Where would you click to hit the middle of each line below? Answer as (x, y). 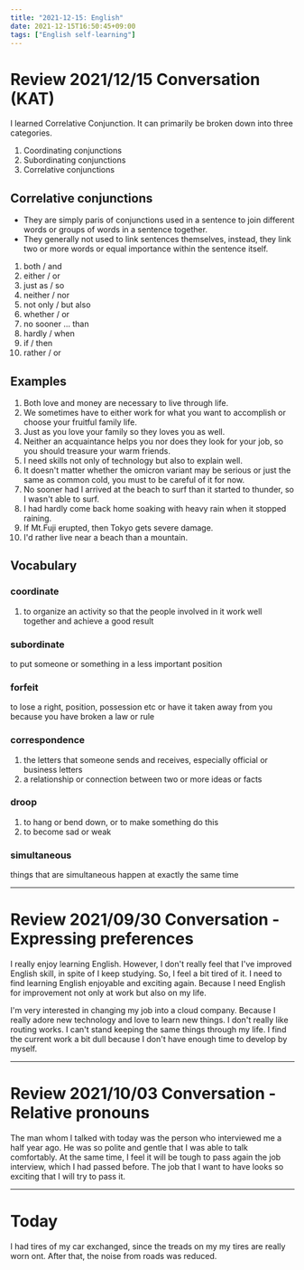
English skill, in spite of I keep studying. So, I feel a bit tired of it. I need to (146, 974)
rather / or (42, 353)
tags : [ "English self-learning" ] (73, 34)
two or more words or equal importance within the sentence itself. (146, 249)
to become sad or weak (67, 832)
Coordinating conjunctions (73, 151)
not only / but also (57, 305)
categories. (31, 133)
